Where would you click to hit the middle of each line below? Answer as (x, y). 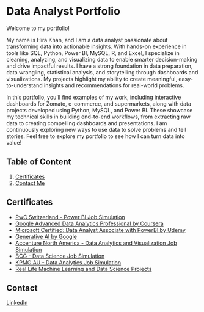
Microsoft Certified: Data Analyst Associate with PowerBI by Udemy (100, 230)
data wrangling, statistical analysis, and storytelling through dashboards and (102, 72)
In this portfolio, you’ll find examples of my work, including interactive (94, 97)
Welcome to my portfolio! (38, 28)
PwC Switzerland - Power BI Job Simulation (70, 217)
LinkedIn (17, 303)
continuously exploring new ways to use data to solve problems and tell (96, 129)
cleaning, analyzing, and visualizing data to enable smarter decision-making (102, 59)
